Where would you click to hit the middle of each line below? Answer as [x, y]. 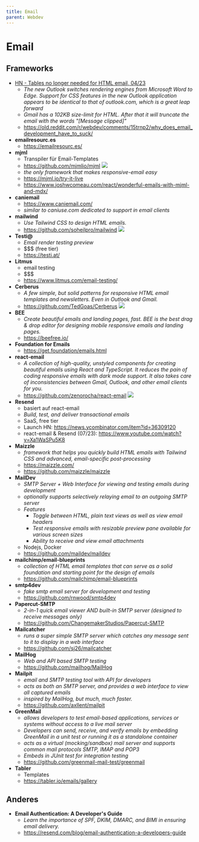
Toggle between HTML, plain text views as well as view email [107, 516]
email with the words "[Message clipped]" [75, 121]
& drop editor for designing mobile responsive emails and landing [103, 325]
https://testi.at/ [42, 255]
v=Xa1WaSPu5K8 [44, 439]
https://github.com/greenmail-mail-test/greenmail [84, 762]
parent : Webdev [25, 17]
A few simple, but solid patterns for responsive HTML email [96, 293]
